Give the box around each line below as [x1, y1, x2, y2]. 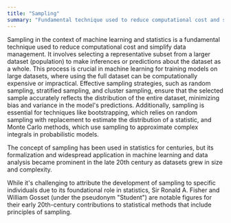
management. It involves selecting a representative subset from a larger [7, 49, 211, 58]
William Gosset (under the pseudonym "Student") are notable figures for [7, 193, 212, 201]
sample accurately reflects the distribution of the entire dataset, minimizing [7, 93, 220, 102]
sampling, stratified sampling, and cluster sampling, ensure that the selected [7, 86, 223, 95]
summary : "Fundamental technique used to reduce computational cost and [7, 16, 220, 23]
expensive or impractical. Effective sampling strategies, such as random [7, 79, 211, 87]
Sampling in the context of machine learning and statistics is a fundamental [7, 35, 220, 43]
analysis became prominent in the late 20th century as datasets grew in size [7, 158, 223, 166]
